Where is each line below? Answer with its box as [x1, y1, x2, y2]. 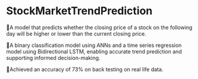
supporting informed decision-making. [6, 54, 100, 61]
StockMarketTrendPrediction [6, 4, 153, 18]
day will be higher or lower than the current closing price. [6, 30, 147, 37]
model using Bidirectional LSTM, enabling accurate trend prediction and [6, 48, 183, 55]
